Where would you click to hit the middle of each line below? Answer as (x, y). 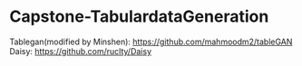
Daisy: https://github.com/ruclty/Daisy (81, 51)
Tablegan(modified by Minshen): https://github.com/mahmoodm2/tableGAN (151, 42)
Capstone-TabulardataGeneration (139, 17)
